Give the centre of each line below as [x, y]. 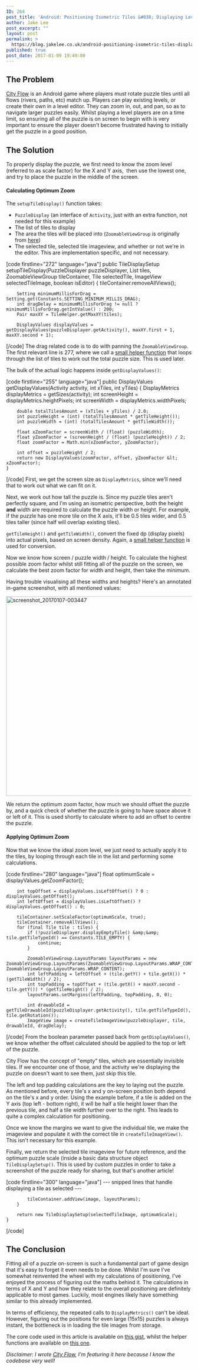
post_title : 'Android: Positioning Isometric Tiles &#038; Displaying [95, 17]
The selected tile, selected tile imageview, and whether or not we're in [99, 247]
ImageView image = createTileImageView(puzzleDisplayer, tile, [106, 1020]
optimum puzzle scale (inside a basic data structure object [77, 1158]
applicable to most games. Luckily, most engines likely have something [92, 1295]
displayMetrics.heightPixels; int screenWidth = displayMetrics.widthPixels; [96, 400]
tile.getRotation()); [33, 1015]
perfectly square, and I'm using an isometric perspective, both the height [95, 503]
